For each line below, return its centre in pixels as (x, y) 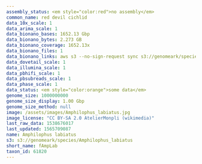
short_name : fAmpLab (32, 146)
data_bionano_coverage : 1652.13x (48, 46)
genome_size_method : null (38, 107)
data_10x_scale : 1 (29, 23)
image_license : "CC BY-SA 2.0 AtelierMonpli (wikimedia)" (80, 118)
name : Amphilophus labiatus (41, 135)
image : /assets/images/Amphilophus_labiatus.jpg (68, 112)
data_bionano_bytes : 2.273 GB (44, 40)
